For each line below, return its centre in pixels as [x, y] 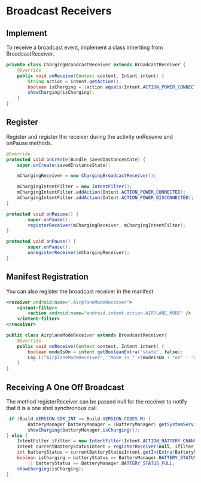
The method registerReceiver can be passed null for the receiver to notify [97, 401]
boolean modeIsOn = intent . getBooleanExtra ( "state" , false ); [106, 352]
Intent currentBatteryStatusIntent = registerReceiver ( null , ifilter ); [108, 447]
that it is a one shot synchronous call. [52, 408]
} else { [17, 435]
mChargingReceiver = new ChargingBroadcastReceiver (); [87, 176]
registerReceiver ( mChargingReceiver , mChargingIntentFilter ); [107, 225]
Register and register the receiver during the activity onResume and [90, 136]
